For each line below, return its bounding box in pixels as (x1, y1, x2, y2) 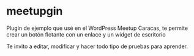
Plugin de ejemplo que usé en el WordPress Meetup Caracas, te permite (6, 24, 188, 32)
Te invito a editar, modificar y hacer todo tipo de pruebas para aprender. (6, 43, 188, 50)
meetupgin (6, 4, 63, 18)
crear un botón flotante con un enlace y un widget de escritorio (6, 30, 166, 38)
